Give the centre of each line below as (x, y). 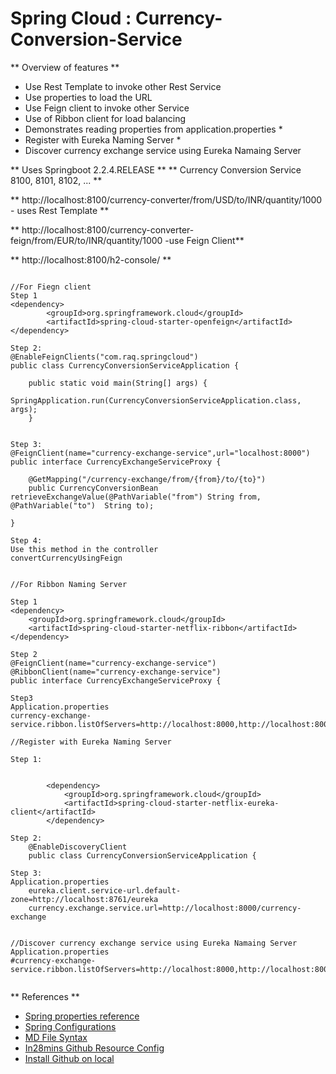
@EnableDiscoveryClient (78, 847)
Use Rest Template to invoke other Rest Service (123, 86)
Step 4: (26, 540)
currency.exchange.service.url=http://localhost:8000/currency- (165, 908)
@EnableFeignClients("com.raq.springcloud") (104, 357)
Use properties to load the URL (88, 97)
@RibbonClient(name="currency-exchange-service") (116, 672)
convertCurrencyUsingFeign (66, 558)
